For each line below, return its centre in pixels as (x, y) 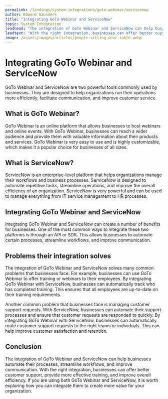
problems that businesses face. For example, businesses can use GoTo (78, 274)
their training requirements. (33, 295)
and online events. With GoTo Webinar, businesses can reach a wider (76, 131)
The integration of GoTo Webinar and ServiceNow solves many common (79, 268)
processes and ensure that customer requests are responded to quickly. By (83, 315)
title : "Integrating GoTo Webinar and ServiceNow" (59, 19)
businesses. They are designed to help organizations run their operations (80, 92)
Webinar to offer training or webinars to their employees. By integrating (78, 279)
